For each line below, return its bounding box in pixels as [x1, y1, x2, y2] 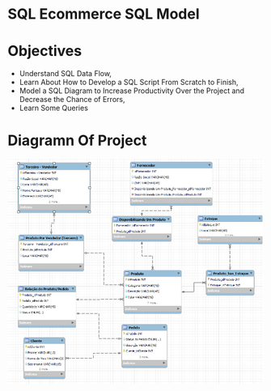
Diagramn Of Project [7, 131, 147, 150]
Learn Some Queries [19, 103, 88, 113]
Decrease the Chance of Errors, [19, 95, 125, 104]
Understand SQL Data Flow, [19, 69, 112, 79]
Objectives [7, 42, 83, 61]
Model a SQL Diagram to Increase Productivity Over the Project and [19, 86, 244, 96]
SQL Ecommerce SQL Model [7, 5, 200, 23]
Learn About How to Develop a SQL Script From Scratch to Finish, [19, 78, 239, 87]
